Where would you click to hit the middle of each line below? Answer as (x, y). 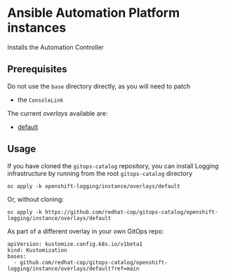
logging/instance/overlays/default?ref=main (73, 268)
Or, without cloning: (36, 199)
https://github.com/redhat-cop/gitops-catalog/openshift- (131, 212)
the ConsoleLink (40, 100)
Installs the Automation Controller (55, 47)
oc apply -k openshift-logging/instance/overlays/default (94, 186)
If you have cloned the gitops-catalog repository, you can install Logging (113, 165)
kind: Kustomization (38, 250)
